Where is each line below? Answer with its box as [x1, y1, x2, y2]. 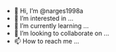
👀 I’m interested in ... [13, 14, 74, 22]
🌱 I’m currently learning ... [13, 22, 89, 30]
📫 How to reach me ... [13, 37, 79, 45]
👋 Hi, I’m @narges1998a [13, 7, 84, 15]
